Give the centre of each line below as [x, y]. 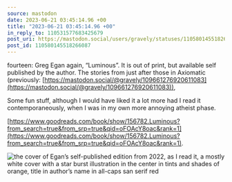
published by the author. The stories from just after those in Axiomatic [106, 72]
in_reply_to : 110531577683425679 [55, 33]
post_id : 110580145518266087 [49, 45]
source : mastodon [32, 13]
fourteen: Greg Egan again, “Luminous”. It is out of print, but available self [112, 65]
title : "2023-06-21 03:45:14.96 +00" [61, 26]
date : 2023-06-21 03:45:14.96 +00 [57, 20]
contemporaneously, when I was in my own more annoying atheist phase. [112, 108]
